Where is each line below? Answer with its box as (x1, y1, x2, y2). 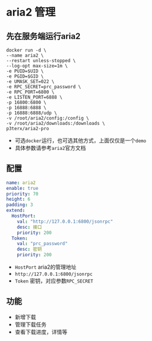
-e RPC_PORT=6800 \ (6, 89, 55, 95)
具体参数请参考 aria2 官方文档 (14, 145, 86, 151)
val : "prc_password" (17, 241, 68, 247)
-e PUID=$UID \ (6, 68, 44, 74)
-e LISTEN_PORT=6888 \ (6, 94, 63, 100)
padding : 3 (6, 202, 33, 208)
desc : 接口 (17, 224, 42, 230)
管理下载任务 (14, 321, 46, 328)
